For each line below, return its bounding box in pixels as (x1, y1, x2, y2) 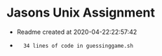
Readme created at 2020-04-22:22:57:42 (16, 28, 137, 36)
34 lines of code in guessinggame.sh (23, 42, 134, 49)
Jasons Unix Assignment (6, 5, 156, 21)
